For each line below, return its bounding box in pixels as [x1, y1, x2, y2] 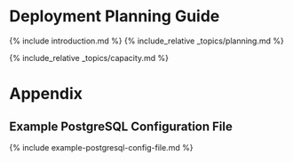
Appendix [9, 84, 83, 104]
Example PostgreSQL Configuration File [9, 119, 233, 134]
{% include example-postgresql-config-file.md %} [9, 142, 194, 152]
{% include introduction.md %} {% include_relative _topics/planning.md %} [9, 35, 284, 46]
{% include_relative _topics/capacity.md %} [9, 52, 169, 63]
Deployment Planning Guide [9, 6, 220, 27]
